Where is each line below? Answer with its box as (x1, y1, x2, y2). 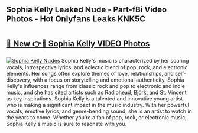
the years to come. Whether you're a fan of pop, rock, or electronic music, (6, 114, 187, 121)
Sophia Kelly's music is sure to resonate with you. (6, 121, 127, 127)
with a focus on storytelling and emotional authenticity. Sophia (32, 76, 184, 83)
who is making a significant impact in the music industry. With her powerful (6, 102, 189, 108)
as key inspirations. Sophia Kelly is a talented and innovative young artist (6, 95, 183, 102)
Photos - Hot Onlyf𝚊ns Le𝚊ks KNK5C (6, 14, 146, 24)
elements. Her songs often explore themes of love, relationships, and (6, 70, 174, 77)
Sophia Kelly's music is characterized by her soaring (61, 57, 189, 64)
